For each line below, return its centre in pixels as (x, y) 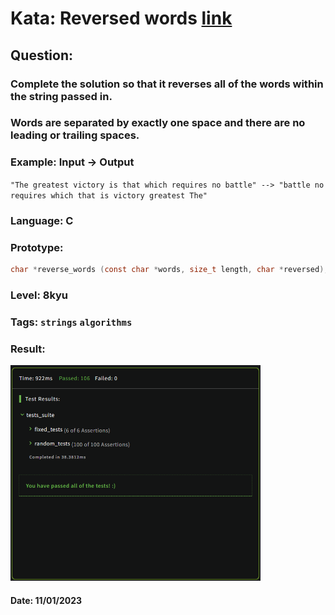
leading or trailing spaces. (75, 135)
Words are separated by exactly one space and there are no (158, 123)
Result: (28, 349)
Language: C (42, 220)
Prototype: (37, 247)
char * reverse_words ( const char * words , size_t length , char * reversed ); (169, 269)
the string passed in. (61, 96)
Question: (42, 55)
